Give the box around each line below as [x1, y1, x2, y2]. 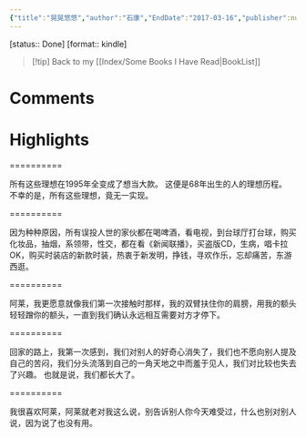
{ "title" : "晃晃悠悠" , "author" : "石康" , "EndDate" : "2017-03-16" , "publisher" [9, 13, 287, 23]
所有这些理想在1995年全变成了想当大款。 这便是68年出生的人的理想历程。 [9, 178, 287, 189]
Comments [9, 87, 95, 108]
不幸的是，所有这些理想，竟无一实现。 [9, 189, 153, 200]
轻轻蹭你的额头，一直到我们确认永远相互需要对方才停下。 [9, 309, 225, 320]
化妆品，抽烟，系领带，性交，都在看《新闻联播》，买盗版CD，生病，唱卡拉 [9, 238, 289, 249]
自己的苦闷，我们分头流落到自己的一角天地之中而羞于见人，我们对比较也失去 [9, 357, 297, 369]
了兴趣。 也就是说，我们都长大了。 [9, 369, 139, 380]
